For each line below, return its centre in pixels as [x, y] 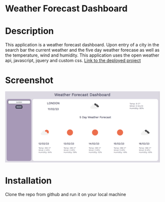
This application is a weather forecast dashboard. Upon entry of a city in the [82, 45]
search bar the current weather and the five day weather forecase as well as [82, 50]
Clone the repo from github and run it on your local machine [66, 194]
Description [29, 31]
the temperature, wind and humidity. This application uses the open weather [82, 55]
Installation [28, 181]
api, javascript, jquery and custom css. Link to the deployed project [73, 61]
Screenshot [29, 81]
